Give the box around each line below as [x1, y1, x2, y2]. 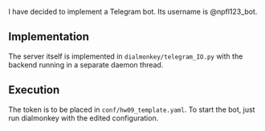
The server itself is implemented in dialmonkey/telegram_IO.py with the [8, 51, 243, 61]
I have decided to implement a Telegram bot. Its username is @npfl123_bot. [8, 7, 258, 16]
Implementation [8, 30, 90, 43]
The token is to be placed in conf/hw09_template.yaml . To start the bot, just [8, 104, 255, 114]
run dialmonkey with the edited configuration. [8, 113, 159, 123]
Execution [8, 84, 60, 97]
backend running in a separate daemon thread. [8, 59, 164, 69]
